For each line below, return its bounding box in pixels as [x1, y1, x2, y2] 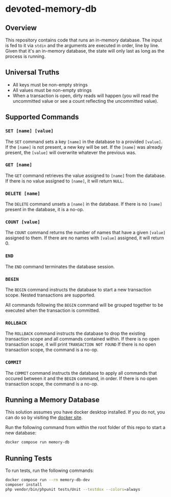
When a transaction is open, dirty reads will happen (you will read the [12, 93, 159, 99]
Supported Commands [5, 113, 79, 122]
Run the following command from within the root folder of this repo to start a [5, 424, 166, 431]
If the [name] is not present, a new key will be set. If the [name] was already [5, 144, 162, 150]
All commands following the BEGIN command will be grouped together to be [5, 302, 163, 308]
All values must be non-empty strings [12, 87, 92, 93]
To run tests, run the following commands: [5, 467, 94, 473]
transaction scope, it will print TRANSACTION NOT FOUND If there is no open [5, 341, 156, 348]
